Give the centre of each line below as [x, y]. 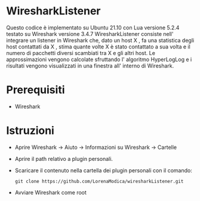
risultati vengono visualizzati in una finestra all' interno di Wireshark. [90, 66]
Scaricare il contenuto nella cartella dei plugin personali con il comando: [103, 170]
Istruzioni [30, 131]
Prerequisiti [36, 90]
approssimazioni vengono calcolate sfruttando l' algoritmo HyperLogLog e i [99, 59]
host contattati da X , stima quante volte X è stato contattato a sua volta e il [99, 47]
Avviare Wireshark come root [50, 192]
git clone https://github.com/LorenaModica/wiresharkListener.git [99, 181]
